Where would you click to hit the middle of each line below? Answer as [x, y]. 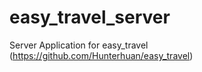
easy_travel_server [90, 17]
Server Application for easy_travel [79, 45]
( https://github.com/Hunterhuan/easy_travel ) [101, 55]
